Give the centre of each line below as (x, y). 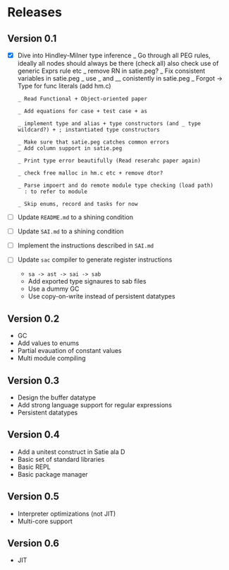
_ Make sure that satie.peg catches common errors (93, 142)
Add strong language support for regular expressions (95, 405)
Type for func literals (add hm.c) (64, 86)
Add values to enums (48, 343)
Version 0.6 (33, 543)
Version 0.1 (32, 39)
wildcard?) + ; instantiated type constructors (88, 130)
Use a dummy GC (54, 289)
